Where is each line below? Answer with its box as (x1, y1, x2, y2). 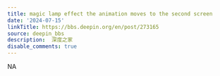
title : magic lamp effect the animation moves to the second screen (7, 10, 213, 18)
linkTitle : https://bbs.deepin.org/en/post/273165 (7, 23, 159, 30)
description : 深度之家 (7, 37, 73, 44)
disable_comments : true (7, 43, 78, 50)
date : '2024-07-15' (7, 17, 65, 24)
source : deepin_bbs (7, 30, 65, 37)
